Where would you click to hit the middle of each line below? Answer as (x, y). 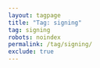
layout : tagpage (34, 15)
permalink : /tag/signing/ (50, 45)
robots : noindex (34, 37)
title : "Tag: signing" (45, 23)
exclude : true (31, 52)
